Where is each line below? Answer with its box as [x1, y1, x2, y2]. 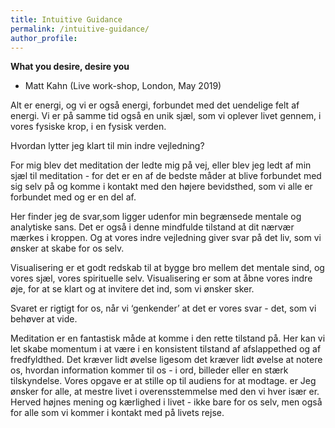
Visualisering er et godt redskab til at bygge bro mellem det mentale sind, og [10, 262, 325, 274]
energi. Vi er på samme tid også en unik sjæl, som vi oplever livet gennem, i [10, 110, 322, 122]
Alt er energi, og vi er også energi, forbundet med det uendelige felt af [10, 99, 300, 111]
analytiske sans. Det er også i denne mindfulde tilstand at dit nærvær [10, 221, 295, 233]
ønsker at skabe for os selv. [10, 242, 125, 255]
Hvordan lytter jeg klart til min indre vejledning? [10, 140, 205, 152]
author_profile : [10, 33, 78, 43]
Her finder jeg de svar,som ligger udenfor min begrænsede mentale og [10, 211, 302, 223]
